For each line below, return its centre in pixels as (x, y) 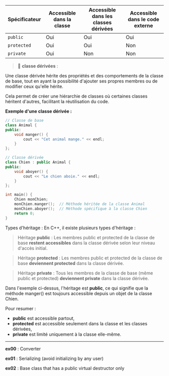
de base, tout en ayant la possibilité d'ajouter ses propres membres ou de (81, 81)
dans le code (143, 19)
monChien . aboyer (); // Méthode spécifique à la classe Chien (81, 209)
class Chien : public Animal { (38, 162)
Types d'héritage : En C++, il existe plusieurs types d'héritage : (70, 228)
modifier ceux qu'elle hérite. (34, 86)
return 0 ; (25, 213)
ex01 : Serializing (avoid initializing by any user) (55, 358)
